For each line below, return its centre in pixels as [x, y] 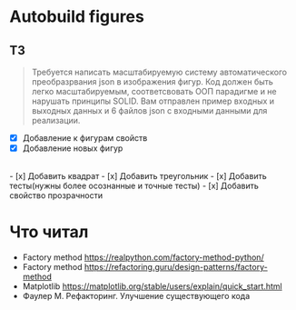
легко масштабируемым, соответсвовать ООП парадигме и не [154, 91]
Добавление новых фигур [73, 148]
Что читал [49, 232]
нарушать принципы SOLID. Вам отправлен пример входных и [153, 101]
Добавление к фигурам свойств [85, 138]
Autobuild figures [77, 17]
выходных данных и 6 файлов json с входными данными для [149, 110]
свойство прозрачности [56, 195]
